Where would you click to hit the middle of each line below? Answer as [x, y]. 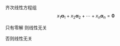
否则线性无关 [19, 38]
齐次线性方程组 [21, 7]
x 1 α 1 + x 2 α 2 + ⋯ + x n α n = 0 [86, 16]
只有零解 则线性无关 [26, 28]
